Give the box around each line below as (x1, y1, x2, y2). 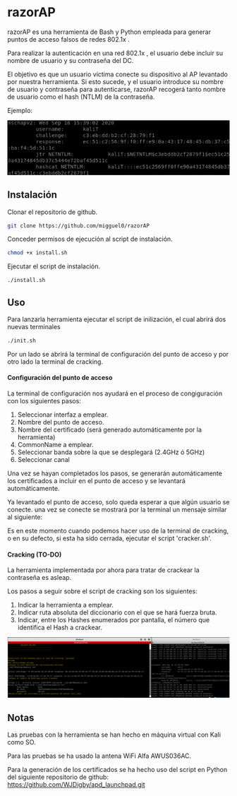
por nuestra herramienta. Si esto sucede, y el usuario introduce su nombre (7, 77, 224, 85)
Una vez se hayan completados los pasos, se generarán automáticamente (7, 469, 222, 477)
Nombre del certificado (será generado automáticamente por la (17, 425, 202, 434)
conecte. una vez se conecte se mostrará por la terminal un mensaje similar (7, 506, 227, 514)
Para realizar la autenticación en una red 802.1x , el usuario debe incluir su (7, 49, 224, 57)
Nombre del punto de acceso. (17, 418, 104, 427)
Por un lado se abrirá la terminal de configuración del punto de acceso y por (7, 350, 229, 358)
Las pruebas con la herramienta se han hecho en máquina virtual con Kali (7, 730, 221, 739)
